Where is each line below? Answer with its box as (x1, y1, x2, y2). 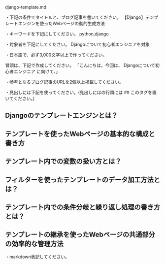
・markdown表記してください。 (5, 254, 70, 260)
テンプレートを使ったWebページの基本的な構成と (5, 130, 155, 138)
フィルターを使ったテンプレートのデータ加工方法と (5, 175, 160, 184)
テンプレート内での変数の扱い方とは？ (5, 157, 122, 165)
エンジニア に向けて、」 (13, 68, 61, 74)
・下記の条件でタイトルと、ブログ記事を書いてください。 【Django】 (5, 14, 146, 20)
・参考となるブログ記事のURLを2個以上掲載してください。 (5, 79, 124, 85)
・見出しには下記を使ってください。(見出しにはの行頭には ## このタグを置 (5, 90, 157, 95)
